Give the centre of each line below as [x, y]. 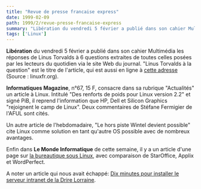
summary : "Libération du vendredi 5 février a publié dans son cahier [96, 28]
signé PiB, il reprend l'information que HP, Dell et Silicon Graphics [87, 101]
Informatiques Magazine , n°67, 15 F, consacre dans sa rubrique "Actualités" [100, 88]
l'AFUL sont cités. [28, 114]
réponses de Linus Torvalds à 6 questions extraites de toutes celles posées [99, 57]
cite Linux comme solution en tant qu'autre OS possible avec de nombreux [98, 132]
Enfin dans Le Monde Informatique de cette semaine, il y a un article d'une [99, 150]
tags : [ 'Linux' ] [26, 34]
